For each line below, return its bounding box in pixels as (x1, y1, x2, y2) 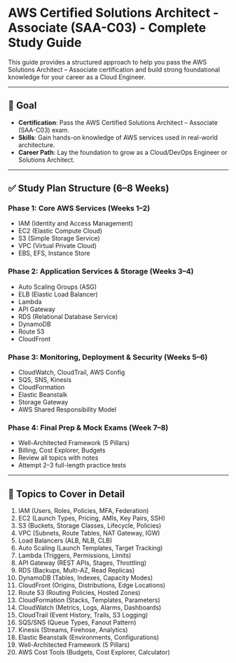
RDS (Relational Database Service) (18, 312, 118, 320)
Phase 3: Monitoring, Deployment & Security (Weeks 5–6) (8, 352, 208, 362)
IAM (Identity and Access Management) (18, 219, 134, 228)
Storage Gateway (18, 398, 69, 406)
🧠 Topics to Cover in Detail (8, 488, 125, 500)
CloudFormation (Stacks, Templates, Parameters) (18, 596, 160, 604)
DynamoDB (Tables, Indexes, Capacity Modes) (18, 573, 153, 582)
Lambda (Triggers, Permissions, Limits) (18, 552, 132, 560)
